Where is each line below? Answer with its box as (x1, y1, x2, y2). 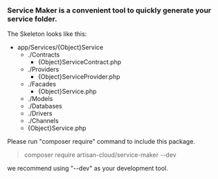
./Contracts (27, 50, 60, 59)
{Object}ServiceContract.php (37, 58, 122, 66)
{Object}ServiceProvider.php (37, 73, 120, 81)
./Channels (27, 117, 59, 125)
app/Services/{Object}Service (17, 44, 104, 52)
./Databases (27, 102, 62, 111)
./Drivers (27, 109, 53, 117)
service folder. (7, 14, 57, 23)
